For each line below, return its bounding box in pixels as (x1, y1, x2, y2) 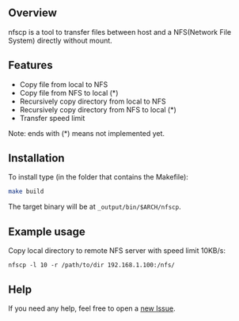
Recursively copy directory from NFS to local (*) (19, 104, 176, 114)
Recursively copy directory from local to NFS (19, 96, 166, 106)
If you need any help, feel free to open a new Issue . (8, 304, 176, 313)
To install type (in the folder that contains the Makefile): (8, 172, 188, 182)
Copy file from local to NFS (19, 79, 108, 89)
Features (8, 59, 53, 72)
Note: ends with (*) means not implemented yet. (8, 128, 165, 138)
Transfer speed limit (19, 113, 85, 123)
